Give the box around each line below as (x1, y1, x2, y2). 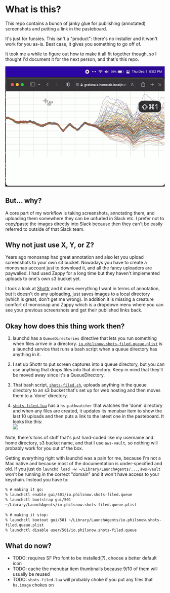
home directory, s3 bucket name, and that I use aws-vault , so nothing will (5, 440, 158, 446)
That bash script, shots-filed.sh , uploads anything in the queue (12, 382, 147, 388)
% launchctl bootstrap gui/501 (5, 497, 71, 503)
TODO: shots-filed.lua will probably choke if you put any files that (12, 576, 153, 582)
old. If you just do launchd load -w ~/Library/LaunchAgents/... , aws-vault (5, 466, 161, 472)
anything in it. (12, 352, 41, 358)
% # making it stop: (5, 512, 49, 518)
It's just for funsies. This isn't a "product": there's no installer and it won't (5, 36, 158, 42)
